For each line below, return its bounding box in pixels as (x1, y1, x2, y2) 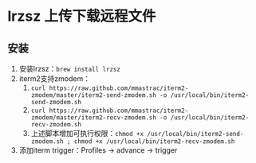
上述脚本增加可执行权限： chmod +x (30, 129, 144, 138)
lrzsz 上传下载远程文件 (7, 7, 156, 25)
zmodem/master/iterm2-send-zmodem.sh (30, 91, 157, 99)
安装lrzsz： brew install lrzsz (18, 64, 121, 73)
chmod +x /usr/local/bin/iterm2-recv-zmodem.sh (73, 138, 235, 146)
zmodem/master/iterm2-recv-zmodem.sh (30, 114, 157, 122)
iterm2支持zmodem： (18, 74, 91, 83)
